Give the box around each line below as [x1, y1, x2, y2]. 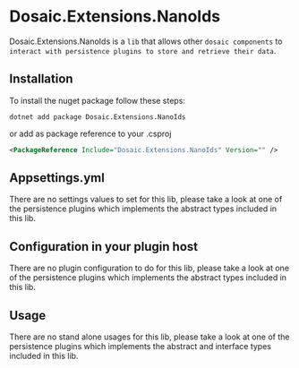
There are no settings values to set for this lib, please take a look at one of [9, 194, 283, 205]
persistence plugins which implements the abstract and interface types [9, 341, 271, 352]
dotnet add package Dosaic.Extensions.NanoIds [9, 112, 186, 122]
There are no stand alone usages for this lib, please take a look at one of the [9, 331, 290, 342]
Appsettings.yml [9, 170, 105, 185]
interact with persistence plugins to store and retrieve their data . [9, 45, 277, 56]
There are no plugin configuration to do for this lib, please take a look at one [9, 262, 289, 274]
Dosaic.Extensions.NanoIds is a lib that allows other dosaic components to [9, 36, 283, 47]
